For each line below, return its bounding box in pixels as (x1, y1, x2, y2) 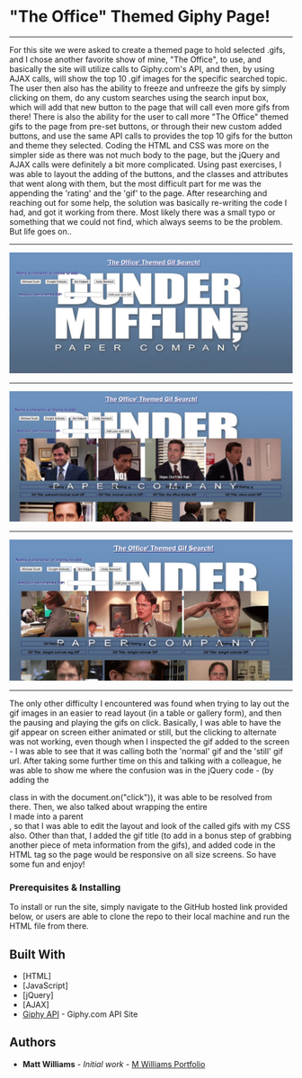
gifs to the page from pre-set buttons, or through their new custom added (9, 120, 282, 131)
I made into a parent (9, 811, 84, 822)
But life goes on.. (9, 226, 72, 236)
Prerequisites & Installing (9, 881, 121, 894)
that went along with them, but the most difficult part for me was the (9, 178, 262, 189)
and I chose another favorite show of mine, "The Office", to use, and (9, 54, 262, 65)
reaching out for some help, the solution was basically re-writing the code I (9, 197, 288, 208)
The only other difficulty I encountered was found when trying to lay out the (9, 698, 289, 708)
